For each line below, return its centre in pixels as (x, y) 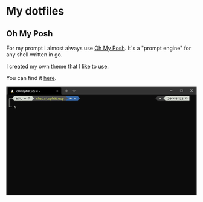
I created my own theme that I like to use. (57, 66)
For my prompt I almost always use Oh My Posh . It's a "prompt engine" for (99, 48)
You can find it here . (31, 78)
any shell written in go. (34, 55)
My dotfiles (35, 11)
